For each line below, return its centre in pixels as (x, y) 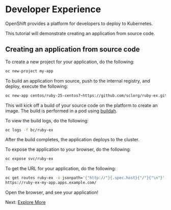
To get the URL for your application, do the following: (61, 169)
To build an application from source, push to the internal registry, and (78, 81)
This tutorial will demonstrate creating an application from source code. (80, 33)
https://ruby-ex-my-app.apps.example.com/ (51, 183)
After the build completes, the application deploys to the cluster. (73, 140)
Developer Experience (53, 9)
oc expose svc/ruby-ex (29, 159)
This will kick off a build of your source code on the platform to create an (81, 105)
